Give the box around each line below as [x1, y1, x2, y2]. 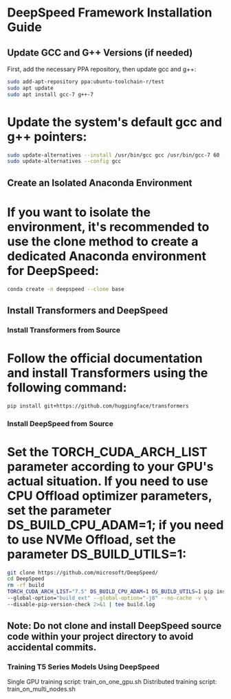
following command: [7, 380, 127, 396]
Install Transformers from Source [7, 325, 121, 335]
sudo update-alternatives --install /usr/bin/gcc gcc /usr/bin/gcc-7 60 [7, 151, 220, 159]
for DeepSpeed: [7, 263, 100, 278]
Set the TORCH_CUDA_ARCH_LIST [7, 444, 208, 460]
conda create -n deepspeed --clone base [7, 285, 125, 293]
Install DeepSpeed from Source [7, 419, 113, 428]
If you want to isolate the [7, 204, 151, 220]
